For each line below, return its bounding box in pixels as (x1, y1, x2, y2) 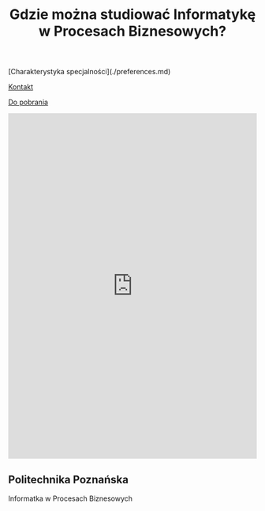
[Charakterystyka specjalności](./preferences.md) (8, 67, 171, 77)
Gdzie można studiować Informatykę (9, 6, 256, 24)
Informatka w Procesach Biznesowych (8, 494, 132, 503)
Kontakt (8, 82, 34, 92)
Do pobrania (8, 97, 49, 107)
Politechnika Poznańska (8, 472, 129, 487)
